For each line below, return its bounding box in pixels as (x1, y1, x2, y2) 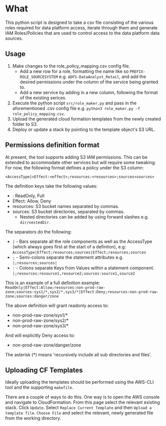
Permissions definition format (5, 141, 99, 149)
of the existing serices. (19, 95, 67, 101)
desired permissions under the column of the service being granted (19, 79, 158, 85)
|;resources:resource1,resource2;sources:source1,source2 (12, 271, 135, 276)
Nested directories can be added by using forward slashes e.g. (19, 213, 149, 219)
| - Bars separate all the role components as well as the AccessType (12, 238, 153, 244)
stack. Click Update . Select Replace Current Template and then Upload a (5, 405, 152, 411)
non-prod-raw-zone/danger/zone (12, 342, 82, 348)
